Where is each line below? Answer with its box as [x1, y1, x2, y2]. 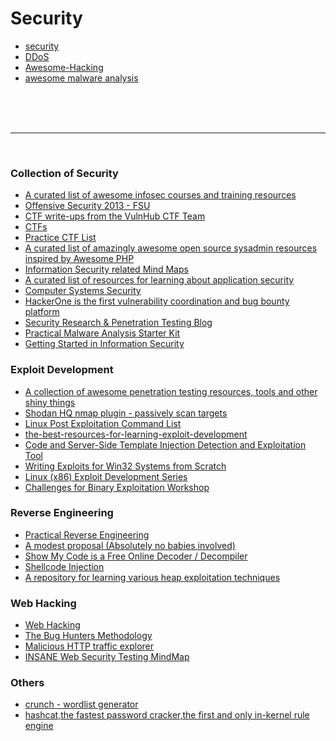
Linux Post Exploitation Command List [24, 417, 182, 429]
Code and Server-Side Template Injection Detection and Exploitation [24, 438, 307, 451]
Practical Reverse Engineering [24, 528, 150, 541]
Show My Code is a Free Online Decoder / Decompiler [24, 550, 248, 562]
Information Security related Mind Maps [24, 263, 189, 276]
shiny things [24, 396, 76, 408]
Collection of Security [10, 166, 119, 180]
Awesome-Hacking [24, 61, 104, 73]
